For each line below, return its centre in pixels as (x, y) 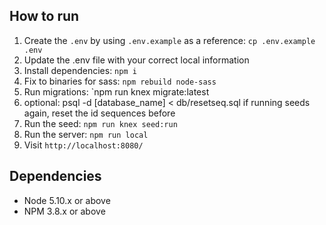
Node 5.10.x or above (67, 200)
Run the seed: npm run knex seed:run (100, 123)
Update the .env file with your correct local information (136, 60)
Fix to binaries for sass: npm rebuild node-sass (120, 81)
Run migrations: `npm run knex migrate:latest (116, 91)
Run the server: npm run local (86, 134)
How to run (44, 16)
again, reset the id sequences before (99, 113)
